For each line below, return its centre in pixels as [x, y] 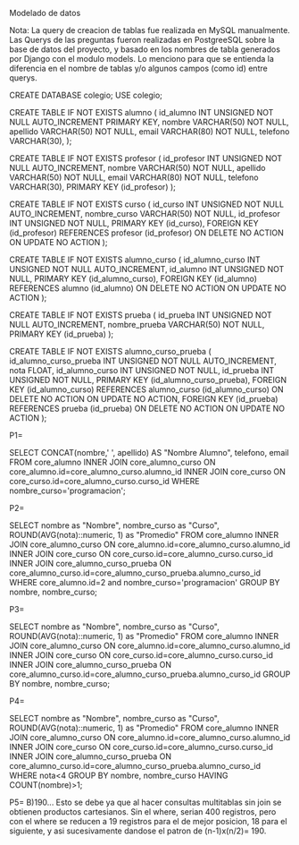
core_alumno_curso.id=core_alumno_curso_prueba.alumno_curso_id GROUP [150, 674]
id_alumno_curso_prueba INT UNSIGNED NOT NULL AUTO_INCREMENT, [143, 361]
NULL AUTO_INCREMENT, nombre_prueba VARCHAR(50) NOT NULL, [137, 324]
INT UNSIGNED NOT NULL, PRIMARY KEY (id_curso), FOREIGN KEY [134, 223]
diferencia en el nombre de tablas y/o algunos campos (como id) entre [138, 68]
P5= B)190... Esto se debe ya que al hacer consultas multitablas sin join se [145, 802]
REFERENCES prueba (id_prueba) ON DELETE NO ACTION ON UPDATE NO [147, 408]
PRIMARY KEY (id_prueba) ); [62, 334]
